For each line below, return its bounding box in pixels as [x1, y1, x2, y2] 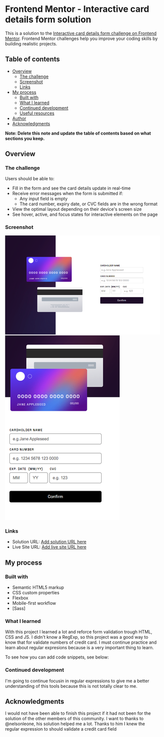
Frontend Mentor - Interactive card [5, 3, 150, 15]
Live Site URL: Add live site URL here [12, 544, 87, 550]
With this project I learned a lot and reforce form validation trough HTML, [5, 629, 152, 635]
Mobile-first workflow [12, 600, 56, 606]
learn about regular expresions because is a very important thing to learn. [5, 645, 154, 651]
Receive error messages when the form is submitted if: [12, 191, 124, 196]
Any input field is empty [19, 196, 68, 202]
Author [12, 115, 27, 121]
